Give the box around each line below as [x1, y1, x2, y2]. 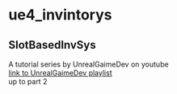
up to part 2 [8, 77, 48, 86]
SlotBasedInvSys [8, 38, 97, 52]
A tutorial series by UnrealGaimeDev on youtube [8, 59, 169, 69]
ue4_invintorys [8, 6, 112, 24]
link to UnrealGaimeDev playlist [8, 68, 112, 78]
